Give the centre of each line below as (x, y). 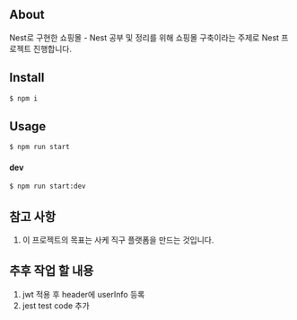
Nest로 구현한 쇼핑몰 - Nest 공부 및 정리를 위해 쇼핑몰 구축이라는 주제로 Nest (144, 37)
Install (27, 78)
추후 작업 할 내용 (52, 271)
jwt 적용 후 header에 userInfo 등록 (83, 294)
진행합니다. (52, 49)
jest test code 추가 (56, 306)
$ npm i (24, 98)
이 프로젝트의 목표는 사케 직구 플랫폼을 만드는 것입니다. (118, 240)
